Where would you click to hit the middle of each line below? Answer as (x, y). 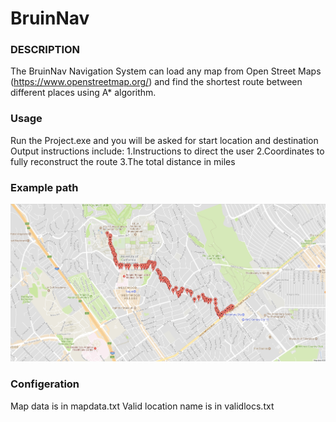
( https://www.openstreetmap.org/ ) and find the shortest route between (156, 82)
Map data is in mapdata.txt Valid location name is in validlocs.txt (142, 406)
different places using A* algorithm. (83, 93)
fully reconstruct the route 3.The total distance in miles (123, 161)
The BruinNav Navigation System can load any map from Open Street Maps (166, 71)
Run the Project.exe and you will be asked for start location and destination (164, 140)
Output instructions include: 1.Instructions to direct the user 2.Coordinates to (167, 151)
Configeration (45, 384)
